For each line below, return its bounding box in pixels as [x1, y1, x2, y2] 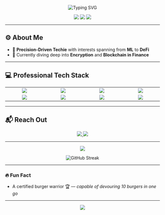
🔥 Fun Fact [5, 172, 31, 179]
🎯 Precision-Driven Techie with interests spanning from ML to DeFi [12, 47, 149, 53]
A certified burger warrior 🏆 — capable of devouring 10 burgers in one [12, 183, 157, 189]
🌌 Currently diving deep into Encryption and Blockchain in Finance [12, 52, 149, 57]
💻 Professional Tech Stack [5, 71, 89, 80]
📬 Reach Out [5, 116, 48, 124]
